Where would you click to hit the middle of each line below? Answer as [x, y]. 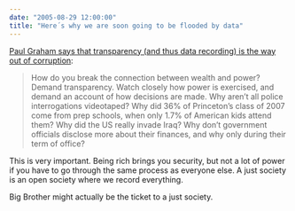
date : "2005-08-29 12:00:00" [63, 17]
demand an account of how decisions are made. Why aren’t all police [157, 96]
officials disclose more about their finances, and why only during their [158, 134]
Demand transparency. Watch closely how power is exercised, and [152, 87]
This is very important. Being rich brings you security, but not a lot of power [147, 160]
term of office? [58, 144]
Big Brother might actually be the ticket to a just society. [111, 197]
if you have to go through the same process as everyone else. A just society [147, 170]
